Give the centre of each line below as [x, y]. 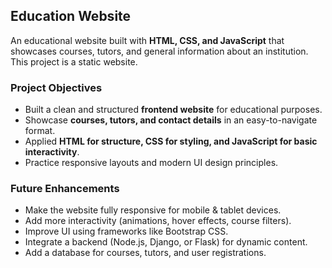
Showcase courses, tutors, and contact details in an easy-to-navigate [171, 120]
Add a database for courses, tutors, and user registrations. [145, 253]
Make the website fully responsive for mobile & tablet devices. [153, 210]
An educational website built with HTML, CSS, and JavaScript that [147, 40]
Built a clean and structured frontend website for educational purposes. [173, 110]
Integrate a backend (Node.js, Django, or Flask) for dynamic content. [166, 242]
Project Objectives [56, 87]
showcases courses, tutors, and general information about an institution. [159, 51]
